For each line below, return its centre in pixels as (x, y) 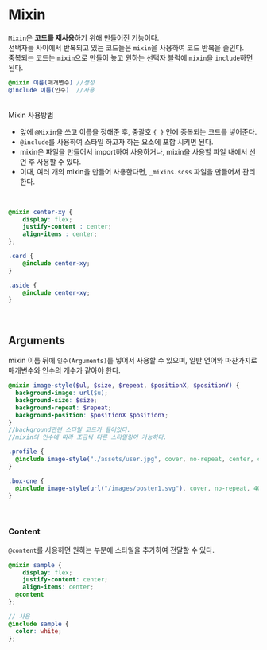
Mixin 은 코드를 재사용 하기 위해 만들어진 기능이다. (84, 37)
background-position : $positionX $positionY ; (92, 415)
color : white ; (39, 631)
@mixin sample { (35, 565)
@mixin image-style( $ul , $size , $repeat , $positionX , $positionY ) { (124, 386)
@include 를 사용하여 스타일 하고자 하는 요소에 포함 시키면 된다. (116, 142)
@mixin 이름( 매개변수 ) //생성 (52, 82)
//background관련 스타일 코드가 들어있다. (70, 430)
